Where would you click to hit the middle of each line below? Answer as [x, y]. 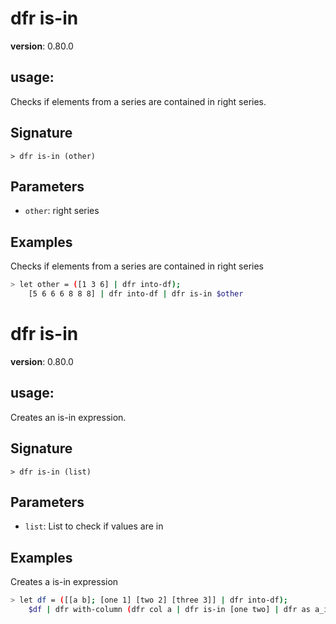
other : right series [62, 211]
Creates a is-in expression [64, 582]
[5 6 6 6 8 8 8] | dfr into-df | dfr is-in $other [136, 294]
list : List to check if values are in [94, 526]
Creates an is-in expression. [68, 417]
